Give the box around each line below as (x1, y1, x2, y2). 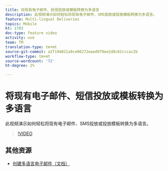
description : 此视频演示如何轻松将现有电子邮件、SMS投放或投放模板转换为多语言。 (5, 12, 157, 17)
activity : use (5, 35, 35, 40)
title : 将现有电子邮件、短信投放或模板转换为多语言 (5, 7, 99, 12)
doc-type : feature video (5, 30, 57, 35)
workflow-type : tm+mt (5, 53, 51, 59)
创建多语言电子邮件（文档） (12, 160, 70, 166)
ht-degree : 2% (5, 63, 35, 68)
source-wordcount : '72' (5, 58, 55, 63)
